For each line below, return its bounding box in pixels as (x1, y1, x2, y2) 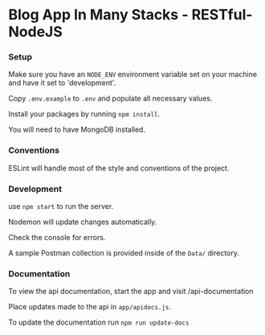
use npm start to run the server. (8, 202, 114, 211)
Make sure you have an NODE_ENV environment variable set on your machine (8, 70, 258, 80)
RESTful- (191, 6, 253, 24)
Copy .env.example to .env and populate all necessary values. (8, 94, 213, 104)
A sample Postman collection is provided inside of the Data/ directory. (8, 248, 239, 258)
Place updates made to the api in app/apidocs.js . (8, 302, 171, 312)
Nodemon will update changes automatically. (8, 217, 157, 227)
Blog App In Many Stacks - (8, 6, 189, 24)
